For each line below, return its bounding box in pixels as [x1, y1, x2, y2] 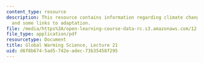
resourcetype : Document [6, 37, 67, 43]
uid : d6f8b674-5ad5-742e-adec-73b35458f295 [6, 48, 118, 54]
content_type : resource [6, 8, 67, 15]
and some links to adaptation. [12, 20, 91, 26]
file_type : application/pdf [6, 31, 78, 37]
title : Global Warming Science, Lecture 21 [6, 43, 118, 49]
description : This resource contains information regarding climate [6, 14, 183, 20]
